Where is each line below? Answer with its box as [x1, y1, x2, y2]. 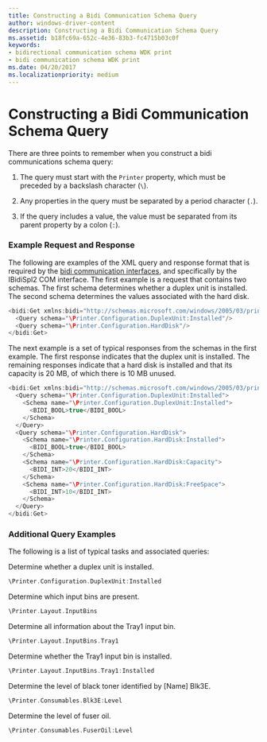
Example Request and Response [8, 239, 135, 251]
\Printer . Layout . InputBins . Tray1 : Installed [8, 667, 155, 675]
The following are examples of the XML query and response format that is [8, 258, 250, 267]
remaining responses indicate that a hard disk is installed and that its [8, 360, 233, 370]
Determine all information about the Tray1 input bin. [8, 622, 176, 631]
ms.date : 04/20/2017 [8, 64, 77, 72]
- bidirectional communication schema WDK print [8, 49, 172, 56]
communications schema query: [8, 157, 114, 166]
